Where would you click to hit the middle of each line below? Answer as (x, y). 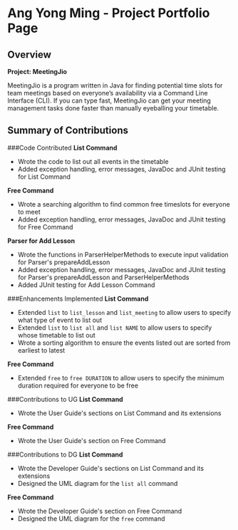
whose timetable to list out (57, 335)
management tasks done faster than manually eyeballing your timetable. (113, 108)
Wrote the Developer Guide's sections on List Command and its (111, 468)
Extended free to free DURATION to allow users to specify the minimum (121, 378)
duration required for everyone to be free (78, 385)
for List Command (44, 177)
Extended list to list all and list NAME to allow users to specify (115, 327)
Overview (30, 54)
